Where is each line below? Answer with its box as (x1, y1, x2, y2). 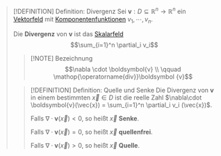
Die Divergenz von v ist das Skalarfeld (13, 30, 124, 38)
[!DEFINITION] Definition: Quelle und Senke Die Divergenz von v (30, 86, 214, 95)
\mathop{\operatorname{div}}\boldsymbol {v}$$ (53, 72, 193, 81)
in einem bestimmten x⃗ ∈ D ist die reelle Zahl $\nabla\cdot (30, 93, 202, 102)
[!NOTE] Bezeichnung (30, 54, 93, 63)
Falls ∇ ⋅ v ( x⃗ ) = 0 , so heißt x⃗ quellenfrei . (30, 128, 153, 136)
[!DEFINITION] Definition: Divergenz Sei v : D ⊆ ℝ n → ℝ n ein (13, 6, 186, 15)
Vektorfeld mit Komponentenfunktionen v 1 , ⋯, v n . (13, 15, 154, 25)
